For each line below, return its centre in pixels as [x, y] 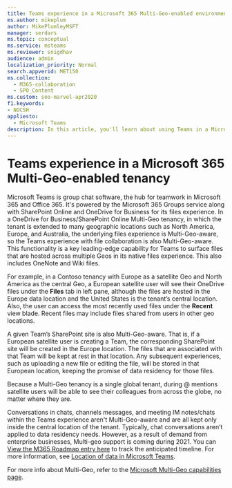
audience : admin [30, 59]
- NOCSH [18, 110]
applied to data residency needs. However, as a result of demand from [107, 434]
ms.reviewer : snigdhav [40, 53]
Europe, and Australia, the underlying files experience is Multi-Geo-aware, [113, 234]
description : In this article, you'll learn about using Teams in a [108, 129]
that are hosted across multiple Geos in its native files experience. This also [115, 256]
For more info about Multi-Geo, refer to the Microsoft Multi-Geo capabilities [114, 470]
